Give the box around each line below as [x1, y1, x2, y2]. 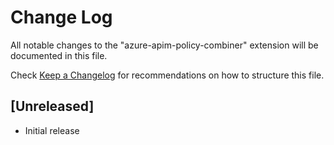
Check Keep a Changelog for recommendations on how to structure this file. [10, 69, 325, 81]
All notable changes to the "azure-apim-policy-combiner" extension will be [10, 39, 319, 51]
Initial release [24, 124, 80, 136]
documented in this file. [10, 49, 108, 61]
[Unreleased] [10, 98, 95, 115]
